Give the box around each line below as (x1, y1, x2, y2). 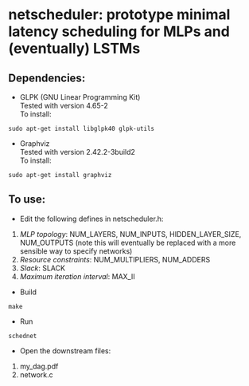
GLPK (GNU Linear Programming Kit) (19, 93, 141, 101)
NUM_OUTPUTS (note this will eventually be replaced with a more (19, 238, 236, 247)
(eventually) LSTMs (8, 40, 141, 57)
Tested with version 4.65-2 (19, 101, 109, 110)
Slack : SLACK (19, 263, 66, 273)
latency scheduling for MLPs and (8, 22, 231, 41)
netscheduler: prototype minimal (8, 6, 231, 24)
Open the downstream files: (19, 345, 111, 356)
